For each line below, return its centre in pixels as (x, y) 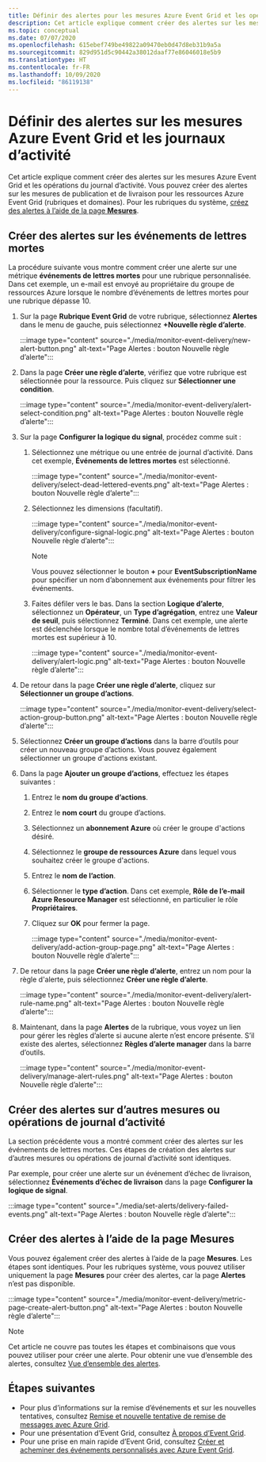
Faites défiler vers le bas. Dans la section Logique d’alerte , (127, 604)
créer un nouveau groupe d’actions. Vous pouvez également (118, 750)
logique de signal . (38, 1190)
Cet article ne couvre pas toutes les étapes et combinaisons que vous (122, 1346)
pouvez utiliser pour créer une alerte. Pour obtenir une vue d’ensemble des (131, 1355)
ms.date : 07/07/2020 (42, 38)
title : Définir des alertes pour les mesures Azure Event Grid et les (127, 15)
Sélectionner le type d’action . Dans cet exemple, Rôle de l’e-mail (138, 891)
